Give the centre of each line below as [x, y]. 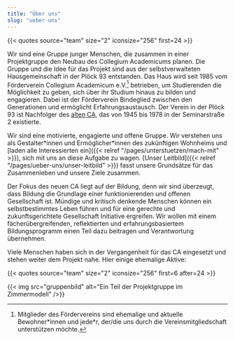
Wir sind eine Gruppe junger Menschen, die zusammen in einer [98, 54]
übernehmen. [27, 238]
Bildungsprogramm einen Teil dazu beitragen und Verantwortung [101, 231]
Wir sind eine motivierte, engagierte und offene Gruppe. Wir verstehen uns [115, 136]
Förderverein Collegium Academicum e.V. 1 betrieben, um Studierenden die [114, 84]
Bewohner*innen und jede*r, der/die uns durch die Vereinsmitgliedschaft [122, 322]
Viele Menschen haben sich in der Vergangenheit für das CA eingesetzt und [116, 252]
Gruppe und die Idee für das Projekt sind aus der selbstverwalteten [104, 69]
